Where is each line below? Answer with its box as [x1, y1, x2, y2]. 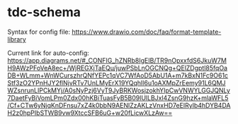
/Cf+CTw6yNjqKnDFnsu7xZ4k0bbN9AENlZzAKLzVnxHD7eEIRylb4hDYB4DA [7, 101, 231, 109]
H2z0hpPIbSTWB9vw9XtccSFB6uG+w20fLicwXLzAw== [7, 108, 173, 117]
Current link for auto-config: [7, 49, 90, 57]
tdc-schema [7, 4, 81, 20]
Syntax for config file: [7, 27, 71, 36]
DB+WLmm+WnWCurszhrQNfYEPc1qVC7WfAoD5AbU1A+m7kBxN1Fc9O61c [7, 71, 229, 80]
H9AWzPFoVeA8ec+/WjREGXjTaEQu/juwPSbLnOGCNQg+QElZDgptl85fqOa [7, 63, 228, 72]
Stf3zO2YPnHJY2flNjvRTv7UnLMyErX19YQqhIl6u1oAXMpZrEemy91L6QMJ [7, 78, 226, 87]
